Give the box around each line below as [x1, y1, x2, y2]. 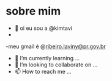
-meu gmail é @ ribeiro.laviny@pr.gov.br [6, 43, 106, 50]
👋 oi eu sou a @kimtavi [14, 24, 73, 32]
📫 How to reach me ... [14, 68, 72, 75]
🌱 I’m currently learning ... [14, 54, 80, 62]
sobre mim [6, 4, 61, 18]
